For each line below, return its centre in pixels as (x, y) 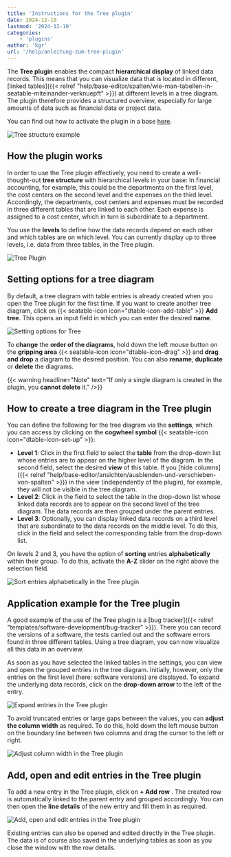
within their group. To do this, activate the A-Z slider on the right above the (113, 561)
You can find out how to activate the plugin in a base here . (89, 121)
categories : (24, 33)
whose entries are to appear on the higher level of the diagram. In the (115, 460)
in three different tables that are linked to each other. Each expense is (106, 209)
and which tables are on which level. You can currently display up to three (112, 237)
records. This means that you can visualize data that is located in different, (113, 78)
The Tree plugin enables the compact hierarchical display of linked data (110, 71)
